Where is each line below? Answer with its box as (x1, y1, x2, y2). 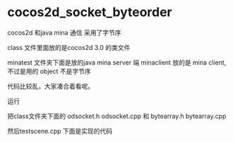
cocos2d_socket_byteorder (7, 4, 173, 20)
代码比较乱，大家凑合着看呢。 (7, 82, 94, 90)
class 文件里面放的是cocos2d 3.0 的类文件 (7, 43, 131, 51)
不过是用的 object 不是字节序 (7, 67, 91, 75)
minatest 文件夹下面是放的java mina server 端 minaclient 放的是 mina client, (7, 58, 227, 67)
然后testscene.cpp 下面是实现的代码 (7, 127, 113, 135)
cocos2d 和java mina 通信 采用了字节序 (7, 28, 121, 37)
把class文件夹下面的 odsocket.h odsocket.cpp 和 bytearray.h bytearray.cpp (7, 112, 227, 120)
